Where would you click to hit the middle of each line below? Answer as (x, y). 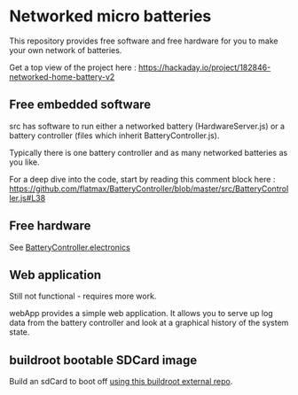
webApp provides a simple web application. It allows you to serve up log (141, 314)
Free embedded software (80, 105)
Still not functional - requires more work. (83, 296)
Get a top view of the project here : (73, 67)
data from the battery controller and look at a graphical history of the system (149, 323)
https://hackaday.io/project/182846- (204, 67)
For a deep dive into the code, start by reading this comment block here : (142, 179)
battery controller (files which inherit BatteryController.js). (114, 136)
